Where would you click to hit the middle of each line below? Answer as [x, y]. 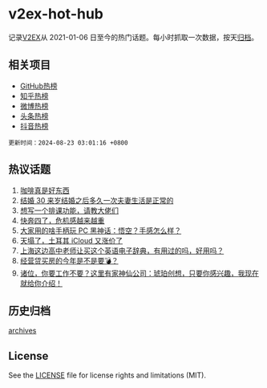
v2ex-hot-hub [56, 14]
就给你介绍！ [41, 283]
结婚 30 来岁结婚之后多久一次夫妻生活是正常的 [97, 200]
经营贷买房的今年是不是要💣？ [69, 260]
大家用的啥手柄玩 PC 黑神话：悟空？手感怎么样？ [101, 231]
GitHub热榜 [38, 86]
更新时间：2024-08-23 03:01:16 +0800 [68, 143]
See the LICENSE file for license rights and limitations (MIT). [107, 375]
